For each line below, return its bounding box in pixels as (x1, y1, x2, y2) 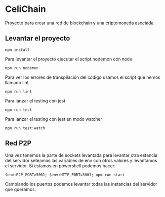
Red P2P (5, 139, 32, 148)
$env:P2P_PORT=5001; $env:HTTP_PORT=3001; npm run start (5, 172, 125, 177)
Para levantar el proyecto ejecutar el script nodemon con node (5, 56, 132, 62)
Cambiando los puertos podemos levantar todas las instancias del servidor (5, 181, 157, 187)
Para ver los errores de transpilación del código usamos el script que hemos (5, 74, 161, 80)
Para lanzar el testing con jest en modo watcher (5, 116, 102, 122)
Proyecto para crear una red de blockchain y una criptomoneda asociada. (5, 20, 155, 26)
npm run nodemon (5, 65, 39, 70)
